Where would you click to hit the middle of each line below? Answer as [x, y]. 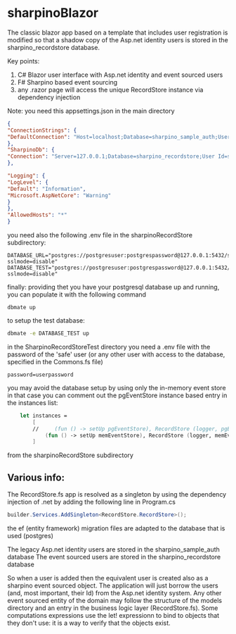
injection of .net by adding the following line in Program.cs [91, 502]
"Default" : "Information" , [47, 189]
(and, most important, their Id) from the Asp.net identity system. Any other [114, 593]
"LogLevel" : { [28, 182]
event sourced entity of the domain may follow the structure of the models [115, 601]
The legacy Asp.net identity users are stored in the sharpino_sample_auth [113, 549]
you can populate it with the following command [77, 294]
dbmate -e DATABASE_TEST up [48, 334]
